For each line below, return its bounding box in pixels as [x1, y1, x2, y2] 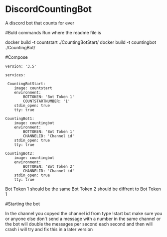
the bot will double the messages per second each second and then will [5, 221, 153, 227]
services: [5, 72, 26, 78]
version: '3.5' [5, 64, 37, 69]
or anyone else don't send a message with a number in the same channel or [5, 216, 161, 222]
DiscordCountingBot [5, 3, 92, 15]
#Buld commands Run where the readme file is [5, 29, 101, 35]
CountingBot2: [5, 151, 35, 156]
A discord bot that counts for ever [5, 20, 75, 26]
